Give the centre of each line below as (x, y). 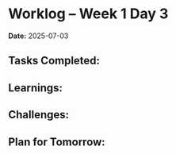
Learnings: (36, 88)
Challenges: (39, 115)
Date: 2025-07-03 (38, 36)
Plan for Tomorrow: (57, 142)
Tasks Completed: (54, 61)
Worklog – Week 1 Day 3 (88, 14)
